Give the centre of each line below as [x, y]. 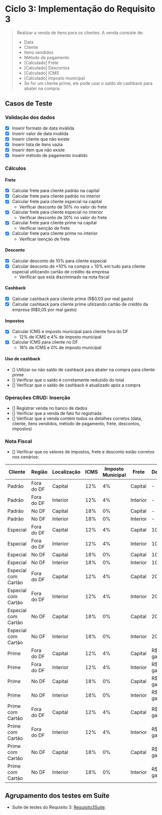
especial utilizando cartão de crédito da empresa [61, 272]
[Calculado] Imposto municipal [54, 78]
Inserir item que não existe [38, 150]
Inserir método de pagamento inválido [50, 155]
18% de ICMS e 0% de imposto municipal [60, 348]
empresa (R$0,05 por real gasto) [44, 310]
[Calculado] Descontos [47, 68]
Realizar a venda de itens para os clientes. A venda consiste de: [80, 32]
